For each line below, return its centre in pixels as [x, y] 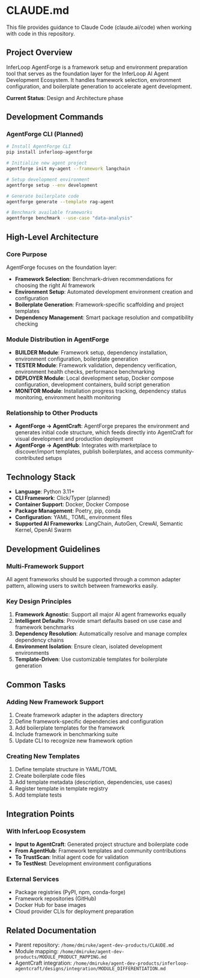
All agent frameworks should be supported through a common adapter [94, 579]
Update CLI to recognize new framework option [74, 740]
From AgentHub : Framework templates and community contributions [100, 850]
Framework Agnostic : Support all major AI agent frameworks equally [100, 614]
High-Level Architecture [53, 237]
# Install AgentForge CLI [38, 147]
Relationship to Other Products [52, 413]
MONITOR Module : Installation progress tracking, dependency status [101, 391]
